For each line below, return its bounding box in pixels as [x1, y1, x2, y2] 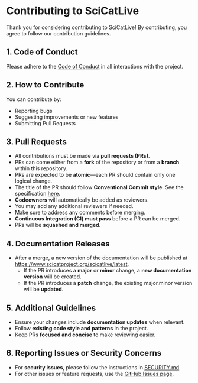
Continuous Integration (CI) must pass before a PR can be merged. [14, 215, 181, 222]
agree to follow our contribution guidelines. [6, 30, 111, 37]
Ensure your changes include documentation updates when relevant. [14, 319, 185, 326]
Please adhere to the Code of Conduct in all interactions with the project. [6, 63, 184, 70]
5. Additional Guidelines [6, 303, 96, 313]
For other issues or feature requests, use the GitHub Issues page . [14, 370, 174, 377]
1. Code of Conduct [6, 47, 78, 57]
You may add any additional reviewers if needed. [14, 203, 134, 210]
